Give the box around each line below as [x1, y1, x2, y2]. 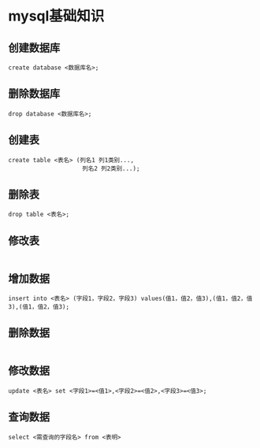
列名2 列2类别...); [82, 165, 140, 172]
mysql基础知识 [8, 7, 105, 25]
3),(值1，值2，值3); [8, 303, 69, 311]
